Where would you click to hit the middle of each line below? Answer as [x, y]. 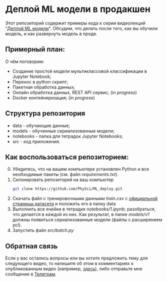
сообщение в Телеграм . [31, 274]
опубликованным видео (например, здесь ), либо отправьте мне [74, 269]
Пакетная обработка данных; [44, 87]
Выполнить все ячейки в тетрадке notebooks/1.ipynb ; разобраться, [84, 209]
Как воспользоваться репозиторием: [67, 157]
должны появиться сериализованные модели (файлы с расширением [87, 220]
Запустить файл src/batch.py [43, 230]
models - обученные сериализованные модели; [63, 130]
